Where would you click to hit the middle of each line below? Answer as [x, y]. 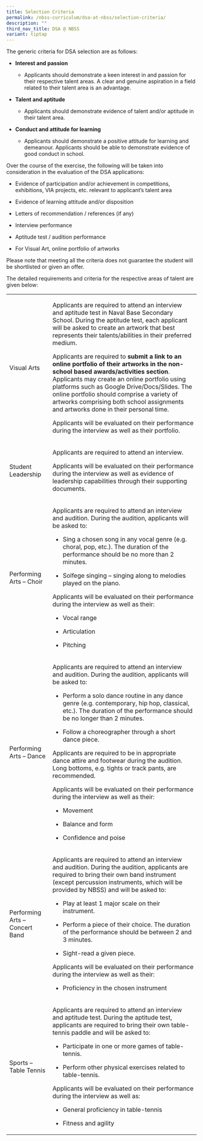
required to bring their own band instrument [114, 875]
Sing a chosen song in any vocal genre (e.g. [125, 540]
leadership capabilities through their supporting [120, 481]
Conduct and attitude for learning [58, 129]
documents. [69, 489]
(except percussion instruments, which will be [118, 882]
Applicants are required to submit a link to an [117, 357]
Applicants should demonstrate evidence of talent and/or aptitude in [109, 111]
